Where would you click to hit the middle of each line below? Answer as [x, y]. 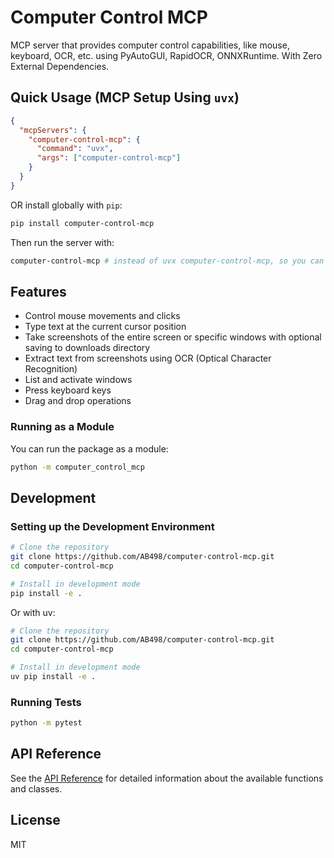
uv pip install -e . [53, 677]
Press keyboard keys [68, 390]
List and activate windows [78, 380]
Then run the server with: [62, 242]
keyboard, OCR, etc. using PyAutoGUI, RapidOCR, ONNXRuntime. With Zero [166, 55]
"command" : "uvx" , [75, 149]
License [35, 820]
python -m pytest [46, 723]
